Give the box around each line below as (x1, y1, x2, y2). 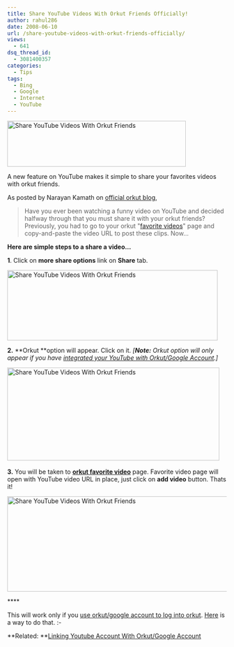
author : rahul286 (7, 17, 58, 24)
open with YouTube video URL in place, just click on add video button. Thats (7, 474, 226, 483)
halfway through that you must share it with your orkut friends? (24, 214, 205, 222)
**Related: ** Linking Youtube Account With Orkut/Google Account (7, 632, 201, 640)
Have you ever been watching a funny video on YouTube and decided (24, 207, 224, 215)
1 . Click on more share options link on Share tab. (7, 256, 148, 264)
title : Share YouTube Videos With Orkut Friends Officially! (7, 10, 189, 17)
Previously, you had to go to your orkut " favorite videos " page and (24, 221, 214, 230)
